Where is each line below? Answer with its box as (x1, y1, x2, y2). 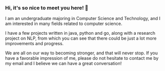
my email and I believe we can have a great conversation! (5, 61, 122, 67)
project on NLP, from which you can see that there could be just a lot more (5, 35, 157, 41)
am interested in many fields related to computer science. (5, 21, 123, 26)
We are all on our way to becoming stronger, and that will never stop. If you (5, 50, 158, 56)
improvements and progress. (5, 41, 64, 47)
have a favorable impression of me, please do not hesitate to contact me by (5, 55, 159, 61)
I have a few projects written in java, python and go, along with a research (5, 30, 156, 36)
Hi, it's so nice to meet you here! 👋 (5, 4, 89, 11)
